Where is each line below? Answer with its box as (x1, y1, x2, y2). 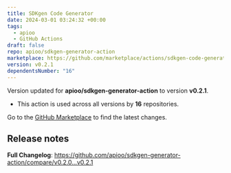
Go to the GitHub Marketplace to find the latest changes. (7, 113, 167, 121)
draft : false (7, 42, 45, 49)
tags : (7, 23, 23, 30)
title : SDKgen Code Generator (7, 10, 94, 17)
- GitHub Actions (13, 36, 63, 43)
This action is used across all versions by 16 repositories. (16, 100, 179, 108)
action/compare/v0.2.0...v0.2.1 (7, 159, 93, 167)
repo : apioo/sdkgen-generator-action (7, 49, 115, 56)
